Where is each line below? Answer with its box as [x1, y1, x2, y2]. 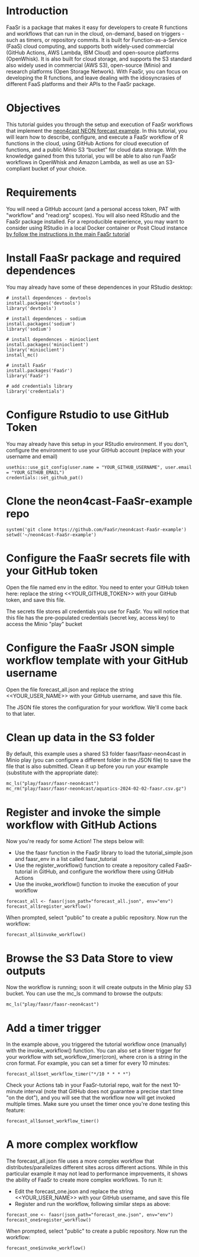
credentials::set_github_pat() [6, 474, 84, 481]
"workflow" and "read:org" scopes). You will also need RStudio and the [6, 212, 179, 219]
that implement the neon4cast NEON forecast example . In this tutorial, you [6, 127, 188, 134]
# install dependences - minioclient [6, 336, 99, 342]
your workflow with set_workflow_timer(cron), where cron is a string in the [6, 1054, 188, 1061]
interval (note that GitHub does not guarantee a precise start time [24, 1088, 184, 1095]
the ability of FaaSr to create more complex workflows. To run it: [6, 1176, 163, 1183]
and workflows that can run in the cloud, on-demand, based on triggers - [6, 30, 185, 37]
